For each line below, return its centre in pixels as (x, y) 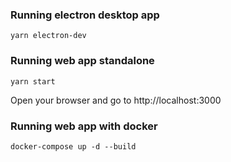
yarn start (33, 81)
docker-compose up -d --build (73, 146)
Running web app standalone (82, 61)
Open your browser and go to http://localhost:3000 (116, 100)
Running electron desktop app (85, 15)
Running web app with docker (84, 126)
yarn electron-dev (48, 36)
